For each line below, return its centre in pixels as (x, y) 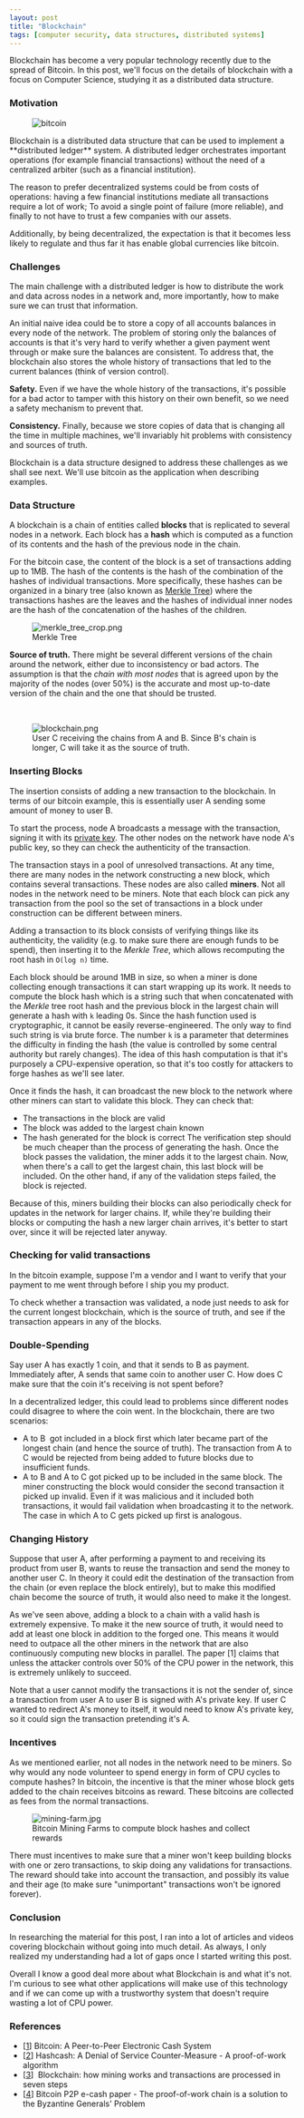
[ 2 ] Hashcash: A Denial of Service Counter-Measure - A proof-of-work (154, 2055)
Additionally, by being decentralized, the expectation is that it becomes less (150, 233)
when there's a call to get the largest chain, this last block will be (143, 1166)
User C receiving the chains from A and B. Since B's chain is (144, 738)
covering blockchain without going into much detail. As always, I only (138, 1947)
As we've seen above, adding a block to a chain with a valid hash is (135, 1615)
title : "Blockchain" (48, 26)
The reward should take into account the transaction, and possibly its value (149, 1874)
